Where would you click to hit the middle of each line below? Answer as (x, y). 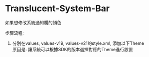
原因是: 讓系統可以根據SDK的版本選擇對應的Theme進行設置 (73, 49)
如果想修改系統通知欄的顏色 (33, 22)
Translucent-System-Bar (57, 9)
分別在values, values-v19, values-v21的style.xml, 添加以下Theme (78, 43)
